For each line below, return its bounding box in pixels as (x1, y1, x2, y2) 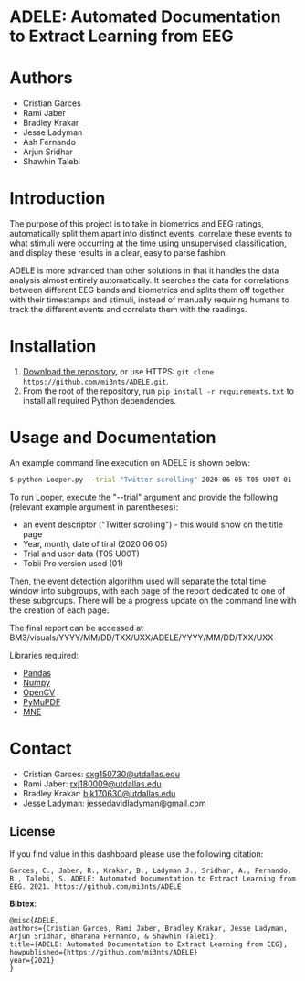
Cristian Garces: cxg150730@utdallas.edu (22, 768, 181, 779)
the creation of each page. (9, 605, 110, 616)
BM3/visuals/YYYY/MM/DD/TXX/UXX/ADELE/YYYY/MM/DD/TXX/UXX (9, 632, 274, 643)
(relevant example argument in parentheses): (9, 501, 179, 512)
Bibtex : (9, 898, 37, 909)
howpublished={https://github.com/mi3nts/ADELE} (9, 947, 198, 956)
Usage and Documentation (9, 427, 216, 448)
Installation (9, 336, 97, 357)
